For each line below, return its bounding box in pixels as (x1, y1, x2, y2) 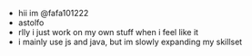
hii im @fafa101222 (17, 8, 89, 18)
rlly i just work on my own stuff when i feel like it (17, 27, 198, 37)
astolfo (17, 17, 45, 28)
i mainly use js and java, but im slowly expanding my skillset (17, 36, 243, 47)
